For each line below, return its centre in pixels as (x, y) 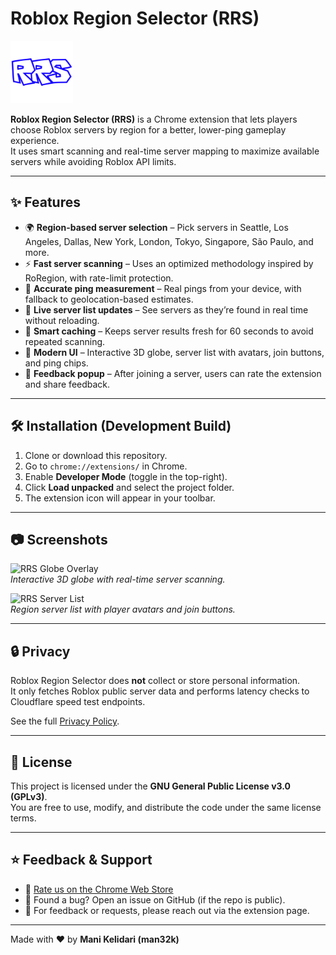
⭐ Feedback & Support (81, 860)
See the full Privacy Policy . (65, 721)
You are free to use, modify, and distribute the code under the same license (166, 807)
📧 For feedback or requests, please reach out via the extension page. (167, 910)
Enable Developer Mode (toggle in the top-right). (126, 476)
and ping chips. (56, 363)
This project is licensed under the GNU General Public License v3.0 (151, 786)
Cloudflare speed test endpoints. (78, 702)
